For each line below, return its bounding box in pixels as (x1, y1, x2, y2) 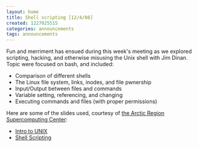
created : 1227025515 (6, 20, 59, 26)
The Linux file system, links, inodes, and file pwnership (14, 79, 152, 86)
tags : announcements (6, 31, 59, 37)
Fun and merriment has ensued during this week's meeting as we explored (6, 48, 192, 55)
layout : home (6, 8, 39, 15)
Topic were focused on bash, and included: (6, 61, 114, 68)
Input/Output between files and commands (14, 85, 122, 92)
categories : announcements (6, 25, 74, 32)
